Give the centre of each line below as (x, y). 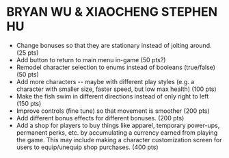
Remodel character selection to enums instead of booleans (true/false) (116, 67)
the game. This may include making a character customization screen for (119, 140)
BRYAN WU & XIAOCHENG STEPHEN (112, 12)
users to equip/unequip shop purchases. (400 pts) (87, 147)
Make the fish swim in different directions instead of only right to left (112, 96)
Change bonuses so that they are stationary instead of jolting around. (114, 45)
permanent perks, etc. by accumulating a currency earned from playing (117, 132)
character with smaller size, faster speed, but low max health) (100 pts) (116, 89)
